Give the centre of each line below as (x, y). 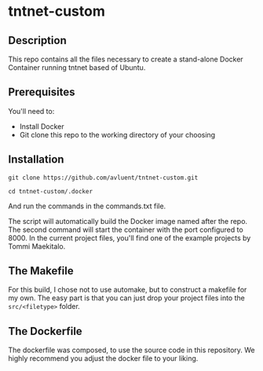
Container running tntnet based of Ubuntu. (77, 68)
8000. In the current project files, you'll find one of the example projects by (130, 237)
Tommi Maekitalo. (37, 246)
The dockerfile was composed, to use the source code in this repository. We (131, 350)
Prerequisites (42, 92)
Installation (36, 160)
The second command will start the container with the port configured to (126, 230)
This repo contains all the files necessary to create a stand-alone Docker (126, 59)
